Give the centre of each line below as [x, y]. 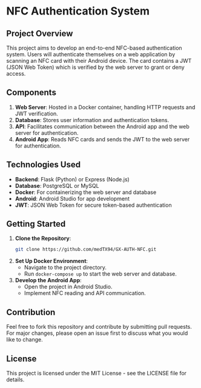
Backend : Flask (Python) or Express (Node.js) [72, 179]
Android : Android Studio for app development [72, 198]
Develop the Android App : [48, 280]
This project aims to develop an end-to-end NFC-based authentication [94, 48]
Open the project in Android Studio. [68, 287]
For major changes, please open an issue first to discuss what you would [97, 333]
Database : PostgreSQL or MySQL [57, 186]
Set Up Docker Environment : [51, 261]
